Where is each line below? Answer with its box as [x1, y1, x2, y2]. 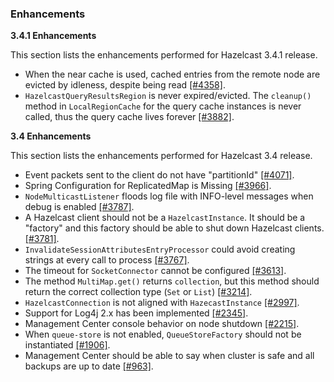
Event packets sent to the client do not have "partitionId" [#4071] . [24, 169, 295, 181]
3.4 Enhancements [10, 130, 92, 142]
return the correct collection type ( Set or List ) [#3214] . [24, 286, 253, 298]
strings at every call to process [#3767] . [24, 254, 190, 266]
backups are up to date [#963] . [24, 360, 154, 372]
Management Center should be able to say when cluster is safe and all [24, 350, 315, 362]
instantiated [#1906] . [24, 339, 111, 351]
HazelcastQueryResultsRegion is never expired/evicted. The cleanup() [24, 90, 312, 102]
